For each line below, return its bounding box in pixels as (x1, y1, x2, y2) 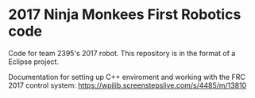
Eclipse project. (8, 57, 60, 66)
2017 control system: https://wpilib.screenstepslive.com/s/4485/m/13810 (8, 81, 247, 90)
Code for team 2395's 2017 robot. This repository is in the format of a (8, 48, 236, 58)
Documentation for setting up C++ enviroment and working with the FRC (8, 72, 246, 81)
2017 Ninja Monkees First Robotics (8, 6, 241, 24)
